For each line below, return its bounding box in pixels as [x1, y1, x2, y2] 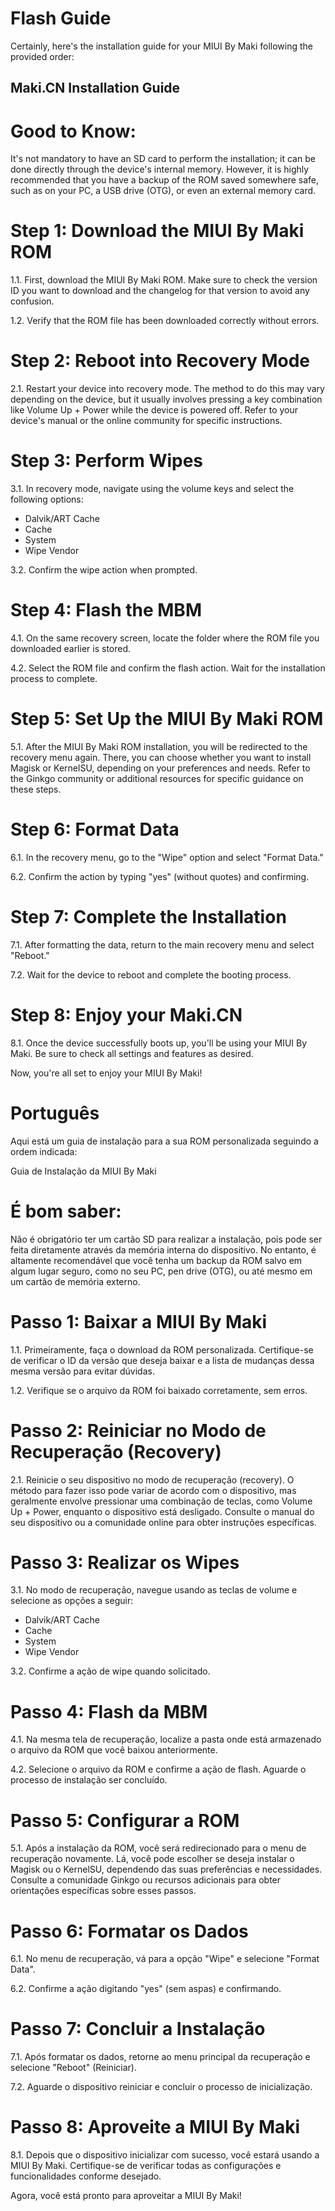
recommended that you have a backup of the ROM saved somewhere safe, [10, 174, 320, 186]
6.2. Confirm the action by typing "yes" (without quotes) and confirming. [10, 870, 310, 882]
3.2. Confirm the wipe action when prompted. [10, 564, 198, 576]
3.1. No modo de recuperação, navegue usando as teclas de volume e [10, 1584, 298, 1596]
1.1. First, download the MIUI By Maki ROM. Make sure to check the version [10, 274, 318, 286]
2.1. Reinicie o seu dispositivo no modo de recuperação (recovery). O [10, 1473, 295, 1486]
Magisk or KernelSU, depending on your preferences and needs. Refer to [10, 762, 311, 774]
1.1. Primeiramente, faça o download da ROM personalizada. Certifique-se [10, 1343, 314, 1356]
